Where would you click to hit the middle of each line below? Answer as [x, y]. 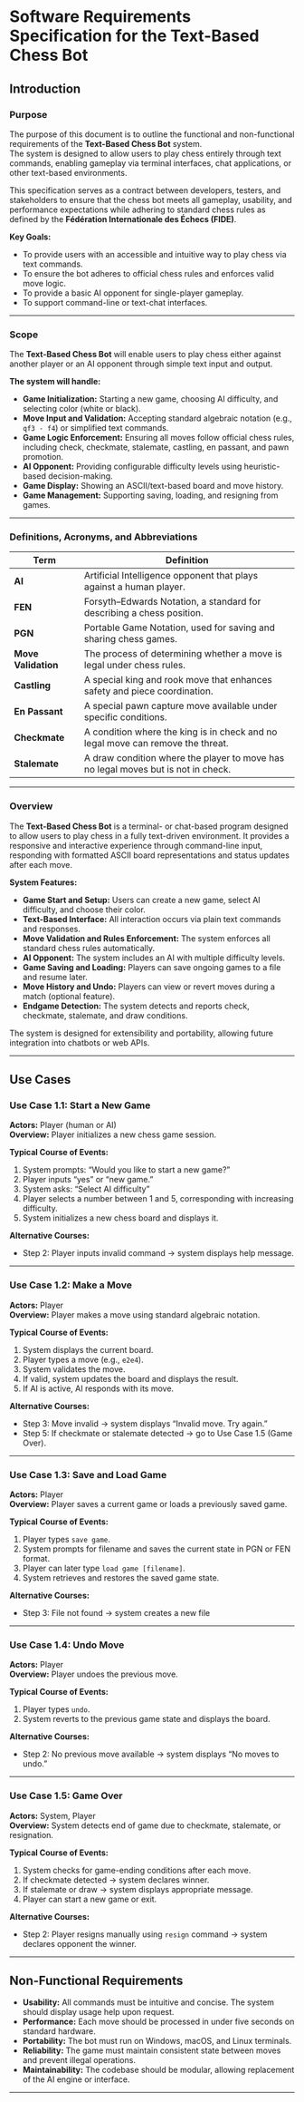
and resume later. [55, 977]
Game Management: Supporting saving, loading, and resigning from [150, 495]
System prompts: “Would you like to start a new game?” [126, 1170]
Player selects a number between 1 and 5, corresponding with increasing [158, 1199]
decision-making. [81, 476]
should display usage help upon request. [98, 2012]
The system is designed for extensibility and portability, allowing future [142, 1033]
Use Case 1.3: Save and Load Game [88, 1474]
